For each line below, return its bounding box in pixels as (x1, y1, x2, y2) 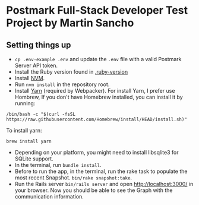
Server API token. (14, 62, 58, 69)
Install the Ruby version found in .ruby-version (14, 68, 128, 75)
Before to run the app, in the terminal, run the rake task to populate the (14, 168, 188, 175)
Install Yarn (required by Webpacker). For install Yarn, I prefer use (14, 87, 175, 94)
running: (14, 100, 36, 107)
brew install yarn (6, 138, 52, 144)
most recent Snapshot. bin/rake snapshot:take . (14, 174, 132, 181)
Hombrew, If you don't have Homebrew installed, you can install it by (14, 93, 183, 100)
